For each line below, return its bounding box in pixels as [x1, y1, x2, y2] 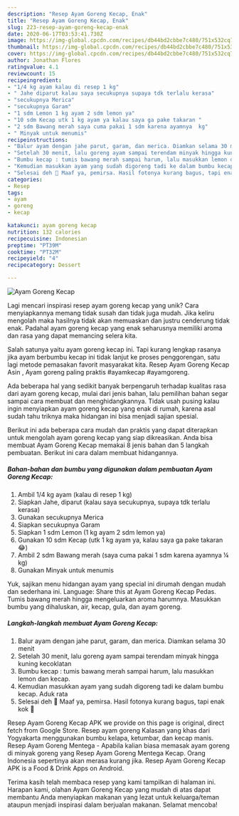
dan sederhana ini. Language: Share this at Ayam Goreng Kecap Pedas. [7, 587, 217, 595]
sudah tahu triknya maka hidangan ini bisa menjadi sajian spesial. [7, 412, 198, 420]
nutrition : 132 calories [7, 229, 81, 236]
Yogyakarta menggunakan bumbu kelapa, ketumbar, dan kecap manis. [7, 733, 214, 742]
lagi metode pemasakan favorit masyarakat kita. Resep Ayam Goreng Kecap [7, 360, 230, 369]
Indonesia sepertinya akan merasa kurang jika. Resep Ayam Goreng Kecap [7, 756, 225, 765]
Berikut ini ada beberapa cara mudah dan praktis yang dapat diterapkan [7, 426, 218, 434]
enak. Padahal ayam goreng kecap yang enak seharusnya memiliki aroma [7, 324, 223, 332]
